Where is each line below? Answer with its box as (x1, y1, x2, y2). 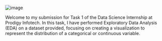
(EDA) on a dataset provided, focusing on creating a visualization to (5, 25, 145, 31)
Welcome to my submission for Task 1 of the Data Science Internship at (5, 14, 152, 20)
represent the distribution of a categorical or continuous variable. (5, 30, 140, 36)
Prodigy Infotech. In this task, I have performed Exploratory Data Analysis (5, 20, 157, 25)
